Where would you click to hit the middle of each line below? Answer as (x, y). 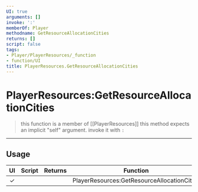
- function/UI (24, 60)
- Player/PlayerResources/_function (51, 55)
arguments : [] (24, 17)
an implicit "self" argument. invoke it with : (72, 130)
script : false (24, 45)
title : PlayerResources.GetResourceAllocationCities (72, 66)
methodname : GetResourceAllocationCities (58, 33)
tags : (13, 50)
